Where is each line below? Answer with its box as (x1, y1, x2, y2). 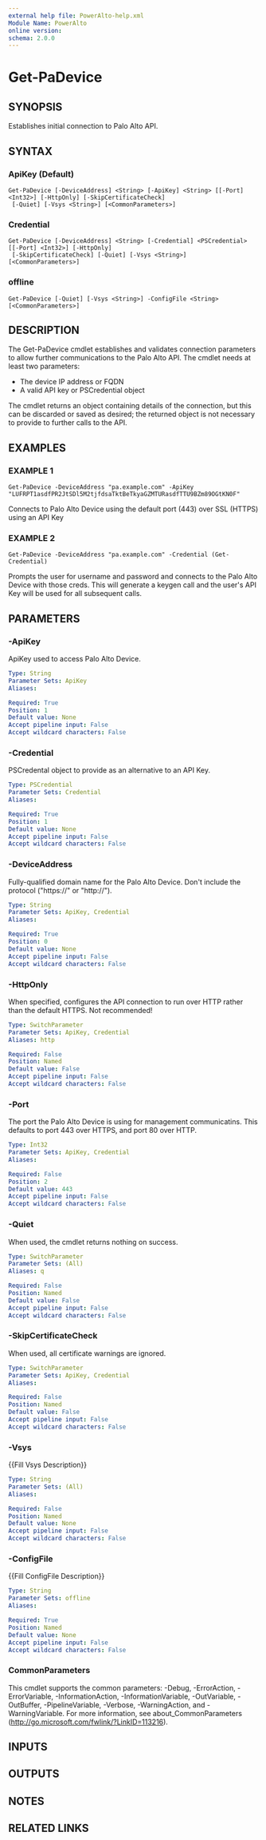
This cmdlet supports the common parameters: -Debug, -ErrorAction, (8, 1683, 237, 1692)
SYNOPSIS (8, 100, 63, 113)
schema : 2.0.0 (8, 34, 56, 42)
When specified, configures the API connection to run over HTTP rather (8, 996, 244, 1007)
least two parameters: (8, 361, 80, 372)
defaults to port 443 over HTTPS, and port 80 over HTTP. (8, 1126, 198, 1135)
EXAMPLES (8, 441, 66, 455)
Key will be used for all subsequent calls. (8, 589, 142, 598)
